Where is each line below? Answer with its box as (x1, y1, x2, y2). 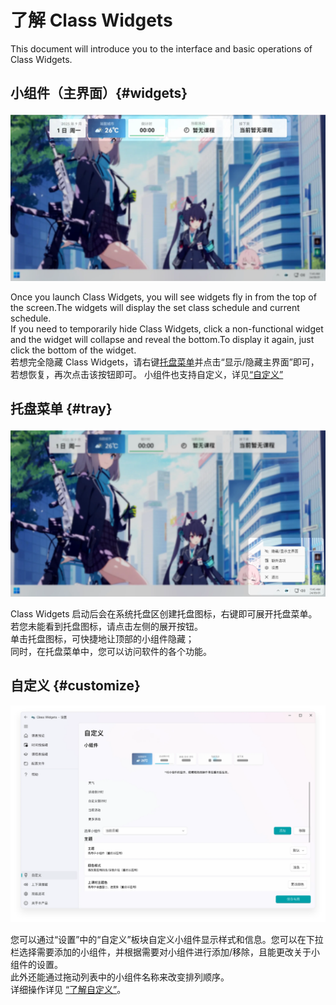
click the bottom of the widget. (10, 344, 137, 356)
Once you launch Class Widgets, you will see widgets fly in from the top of (10, 291, 317, 303)
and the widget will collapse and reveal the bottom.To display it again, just (10, 333, 315, 345)
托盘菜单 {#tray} (10, 401, 113, 418)
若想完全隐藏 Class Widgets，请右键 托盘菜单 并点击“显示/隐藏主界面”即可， (10, 356, 320, 368)
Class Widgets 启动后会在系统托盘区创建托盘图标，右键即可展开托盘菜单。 (10, 608, 318, 620)
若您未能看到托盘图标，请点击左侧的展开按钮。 (10, 621, 203, 632)
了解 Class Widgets (10, 9, 173, 32)
